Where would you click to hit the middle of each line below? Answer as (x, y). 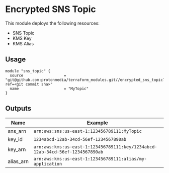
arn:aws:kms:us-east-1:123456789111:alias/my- (90, 159)
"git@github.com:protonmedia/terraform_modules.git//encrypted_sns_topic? (85, 80)
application (48, 164)
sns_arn (17, 131)
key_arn (17, 149)
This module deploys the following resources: (52, 23)
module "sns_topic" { (28, 71)
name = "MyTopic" (49, 89)
